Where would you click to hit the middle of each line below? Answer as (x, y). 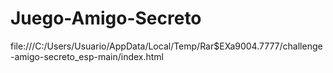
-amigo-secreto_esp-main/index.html (87, 56)
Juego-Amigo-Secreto (106, 18)
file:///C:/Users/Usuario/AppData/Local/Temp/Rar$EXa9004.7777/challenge (166, 46)
